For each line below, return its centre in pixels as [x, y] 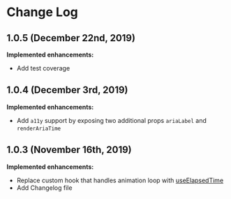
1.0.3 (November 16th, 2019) [69, 150]
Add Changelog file [44, 187]
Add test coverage [43, 68]
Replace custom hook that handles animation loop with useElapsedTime [120, 180]
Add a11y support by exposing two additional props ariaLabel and [112, 120]
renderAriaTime [39, 128]
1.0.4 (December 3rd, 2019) [67, 90]
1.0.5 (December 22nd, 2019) [71, 38]
